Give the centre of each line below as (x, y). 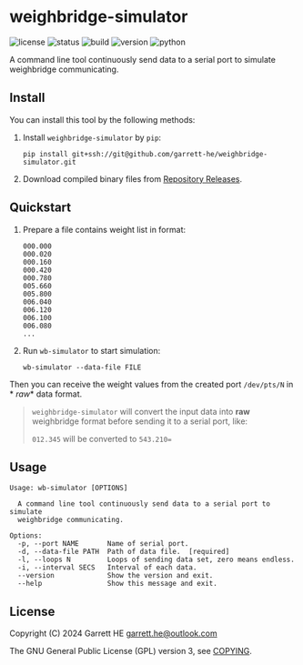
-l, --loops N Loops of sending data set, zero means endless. (157, 560)
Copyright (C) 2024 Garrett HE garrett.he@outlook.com (113, 633)
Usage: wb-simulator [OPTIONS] (69, 489)
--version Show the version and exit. (116, 576)
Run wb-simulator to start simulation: (91, 350)
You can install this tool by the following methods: (102, 119)
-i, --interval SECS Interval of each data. (107, 568)
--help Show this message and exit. (118, 584)
